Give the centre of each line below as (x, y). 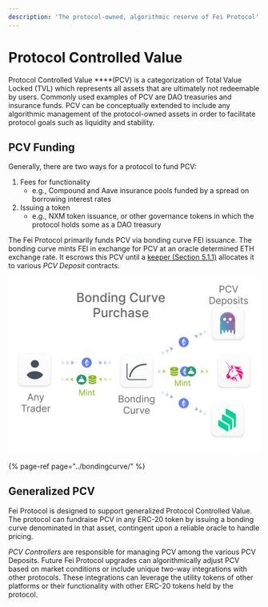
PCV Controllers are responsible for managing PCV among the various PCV (132, 552)
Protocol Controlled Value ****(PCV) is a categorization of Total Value (125, 79)
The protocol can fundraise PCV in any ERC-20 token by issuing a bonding (131, 519)
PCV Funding (42, 147)
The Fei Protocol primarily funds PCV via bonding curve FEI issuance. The (130, 240)
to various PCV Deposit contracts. (64, 266)
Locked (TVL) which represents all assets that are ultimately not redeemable (134, 88)
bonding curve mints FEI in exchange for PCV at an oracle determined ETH (131, 249)
